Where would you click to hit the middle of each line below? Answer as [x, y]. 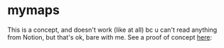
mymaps [34, 10]
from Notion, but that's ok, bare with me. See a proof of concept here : [110, 37]
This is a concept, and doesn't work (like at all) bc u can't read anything [112, 30]
